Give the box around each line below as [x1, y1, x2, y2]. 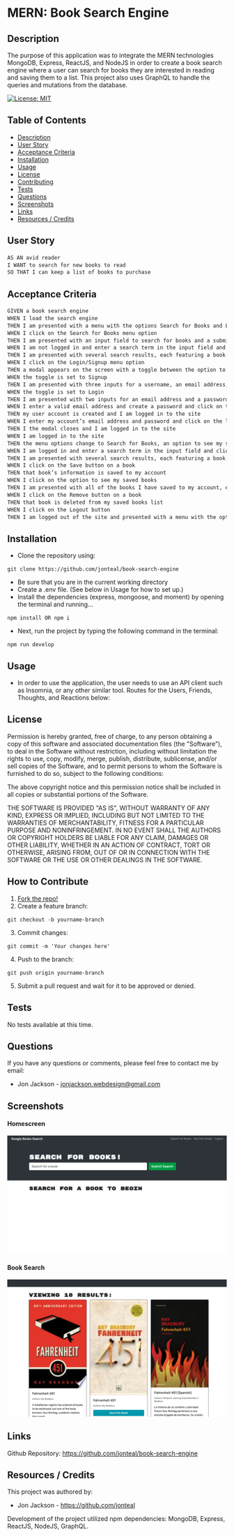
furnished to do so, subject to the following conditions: [7, 769, 164, 777]
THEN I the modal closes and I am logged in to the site [7, 426, 176, 433]
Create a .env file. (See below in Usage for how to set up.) [17, 585, 184, 594]
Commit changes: [17, 928, 68, 936]
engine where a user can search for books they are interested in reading [7, 66, 214, 74]
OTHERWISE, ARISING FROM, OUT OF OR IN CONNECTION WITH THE [7, 848, 210, 856]
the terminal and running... [17, 600, 94, 608]
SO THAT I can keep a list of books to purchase [7, 269, 151, 276]
